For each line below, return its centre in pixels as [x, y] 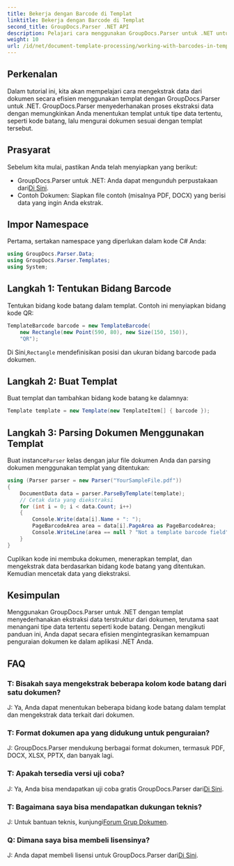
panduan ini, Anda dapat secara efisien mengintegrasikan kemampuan [108, 635]
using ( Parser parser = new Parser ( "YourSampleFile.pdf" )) [95, 480]
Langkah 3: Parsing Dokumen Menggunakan [106, 433]
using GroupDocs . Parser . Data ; [51, 254]
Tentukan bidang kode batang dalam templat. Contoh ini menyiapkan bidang [117, 305]
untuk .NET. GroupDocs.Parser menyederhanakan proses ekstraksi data [110, 106]
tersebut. [20, 128]
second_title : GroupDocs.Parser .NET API [68, 26]
